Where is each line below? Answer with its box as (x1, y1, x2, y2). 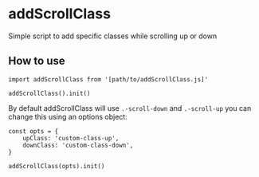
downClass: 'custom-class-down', (22, 141, 134, 149)
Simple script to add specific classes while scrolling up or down (8, 31, 218, 41)
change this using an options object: (8, 112, 128, 121)
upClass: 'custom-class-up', (22, 134, 120, 142)
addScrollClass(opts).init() (8, 162, 105, 170)
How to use (8, 54, 65, 68)
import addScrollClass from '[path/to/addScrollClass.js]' (8, 75, 209, 84)
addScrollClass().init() (8, 89, 91, 97)
